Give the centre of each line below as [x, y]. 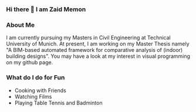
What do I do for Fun [36, 78]
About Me [21, 24]
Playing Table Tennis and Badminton [58, 103]
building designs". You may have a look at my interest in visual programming [98, 56]
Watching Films [33, 96]
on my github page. [30, 62]
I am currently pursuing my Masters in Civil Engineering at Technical [89, 38]
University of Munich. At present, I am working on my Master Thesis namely [98, 44]
